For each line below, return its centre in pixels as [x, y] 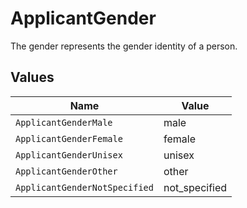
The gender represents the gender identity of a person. [124, 46]
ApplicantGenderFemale [69, 138]
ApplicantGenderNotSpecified [84, 187]
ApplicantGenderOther [66, 171]
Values [32, 77]
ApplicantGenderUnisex [69, 155]
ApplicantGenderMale [64, 122]
